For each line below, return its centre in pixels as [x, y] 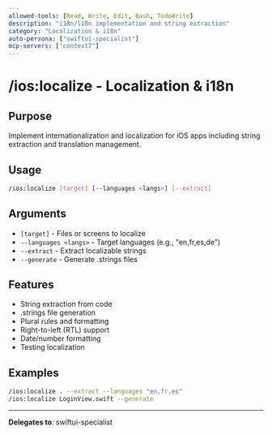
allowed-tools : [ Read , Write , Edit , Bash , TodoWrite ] [101, 16]
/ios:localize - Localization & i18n [121, 86]
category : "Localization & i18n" [65, 31]
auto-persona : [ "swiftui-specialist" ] [74, 39]
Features [31, 285]
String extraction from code [66, 304]
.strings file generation [57, 312]
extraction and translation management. [75, 144]
